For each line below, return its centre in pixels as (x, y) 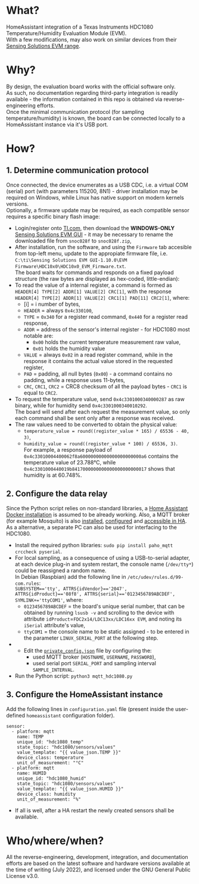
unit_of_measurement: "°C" (50, 763)
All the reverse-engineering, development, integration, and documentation (97, 857)
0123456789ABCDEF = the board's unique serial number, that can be (104, 606)
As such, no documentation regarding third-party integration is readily (92, 92)
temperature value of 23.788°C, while (70, 462)
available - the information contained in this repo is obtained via (84, 99)
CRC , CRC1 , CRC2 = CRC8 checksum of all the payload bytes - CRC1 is (105, 386)
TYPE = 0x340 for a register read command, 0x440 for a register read (106, 317)
